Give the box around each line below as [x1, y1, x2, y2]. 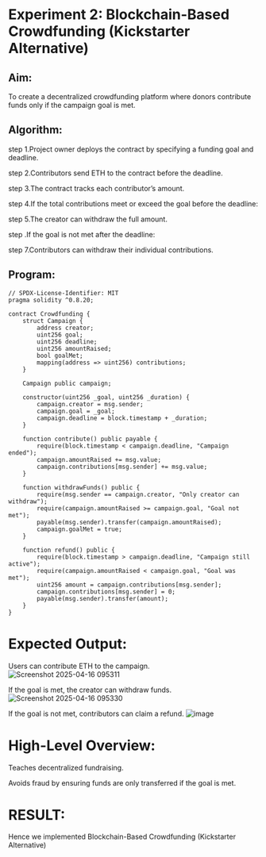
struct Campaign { [22, 317, 83, 325]
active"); [8, 559, 41, 568]
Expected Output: [8, 635, 127, 652]
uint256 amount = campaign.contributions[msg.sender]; [37, 581, 222, 589]
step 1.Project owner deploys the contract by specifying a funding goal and [8, 144, 254, 154]
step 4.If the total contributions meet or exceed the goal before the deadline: [8, 198, 259, 208]
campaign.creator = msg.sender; [37, 400, 145, 408]
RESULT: [8, 805, 66, 824]
